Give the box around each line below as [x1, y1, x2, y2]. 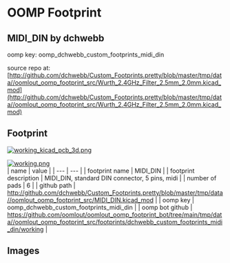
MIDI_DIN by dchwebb [7, 32, 105, 44]
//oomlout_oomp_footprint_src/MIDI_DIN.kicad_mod [7, 196, 154, 204]
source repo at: [7, 64, 50, 72]
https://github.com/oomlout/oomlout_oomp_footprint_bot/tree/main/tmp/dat [7, 210, 222, 218]
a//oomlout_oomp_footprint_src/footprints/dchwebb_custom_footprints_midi [7, 218, 222, 226]
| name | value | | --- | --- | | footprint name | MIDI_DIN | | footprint [7, 167, 195, 175]
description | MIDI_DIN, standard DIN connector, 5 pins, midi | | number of [7, 173, 217, 182]
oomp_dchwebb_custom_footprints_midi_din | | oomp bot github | [7, 203, 193, 211]
